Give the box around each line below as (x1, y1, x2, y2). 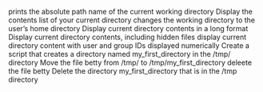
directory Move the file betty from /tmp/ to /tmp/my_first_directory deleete (8, 58, 253, 67)
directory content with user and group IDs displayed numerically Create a (8, 41, 250, 50)
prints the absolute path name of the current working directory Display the (8, 7, 253, 16)
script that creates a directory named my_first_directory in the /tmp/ (8, 50, 231, 58)
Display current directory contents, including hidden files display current (8, 32, 247, 42)
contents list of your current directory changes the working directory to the (8, 15, 256, 25)
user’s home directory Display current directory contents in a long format (8, 24, 249, 33)
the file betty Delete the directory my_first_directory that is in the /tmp (8, 66, 237, 75)
